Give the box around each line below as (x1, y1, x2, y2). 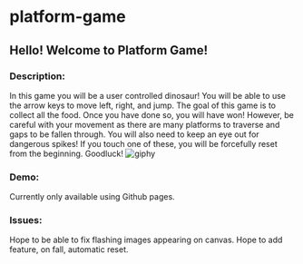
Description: (9, 70, 65, 83)
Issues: (9, 214, 43, 227)
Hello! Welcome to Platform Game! (9, 43, 209, 58)
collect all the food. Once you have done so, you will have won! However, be (9, 109, 295, 120)
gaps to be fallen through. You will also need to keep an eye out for (9, 129, 260, 140)
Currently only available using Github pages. (9, 191, 175, 202)
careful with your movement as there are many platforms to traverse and (9, 119, 280, 130)
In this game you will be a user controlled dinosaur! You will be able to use (9, 90, 286, 101)
